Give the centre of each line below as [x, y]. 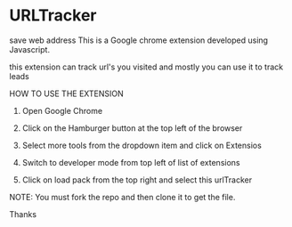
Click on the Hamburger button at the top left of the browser [132, 128]
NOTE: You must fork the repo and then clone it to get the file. [122, 197]
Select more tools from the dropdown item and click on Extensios [142, 145]
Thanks [23, 214]
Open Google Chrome [62, 110]
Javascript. [30, 49]
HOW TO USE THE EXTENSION [67, 93]
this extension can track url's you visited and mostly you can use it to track [146, 67]
